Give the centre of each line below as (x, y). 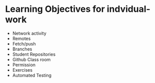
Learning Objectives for (55, 9)
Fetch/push (24, 43)
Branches (22, 49)
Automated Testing (32, 75)
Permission (24, 65)
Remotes (21, 39)
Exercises (22, 70)
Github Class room (31, 59)
